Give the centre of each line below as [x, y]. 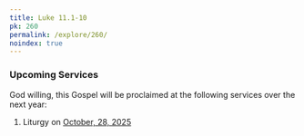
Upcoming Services [54, 75]
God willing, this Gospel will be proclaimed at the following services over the [152, 94]
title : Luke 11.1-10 [49, 18]
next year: [28, 104]
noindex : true [36, 43]
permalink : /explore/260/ [58, 34]
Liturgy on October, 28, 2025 [77, 121]
